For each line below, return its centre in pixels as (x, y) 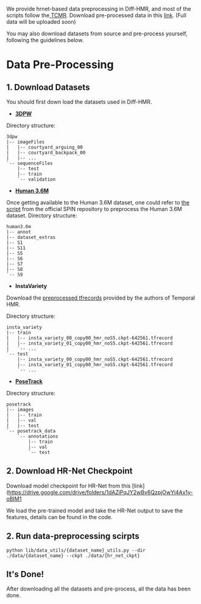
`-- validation (37, 179)
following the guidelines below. (45, 40)
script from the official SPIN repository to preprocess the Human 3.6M (94, 209)
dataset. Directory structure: (42, 215)
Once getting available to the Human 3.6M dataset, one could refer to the (98, 203)
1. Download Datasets (48, 87)
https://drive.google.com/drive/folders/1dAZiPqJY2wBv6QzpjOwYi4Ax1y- (100, 492)
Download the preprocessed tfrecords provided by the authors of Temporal (101, 298)
